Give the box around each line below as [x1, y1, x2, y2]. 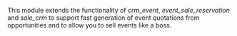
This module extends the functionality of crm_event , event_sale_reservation [7, 6, 231, 14]
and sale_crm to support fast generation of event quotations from [7, 13, 200, 22]
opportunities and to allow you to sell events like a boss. [7, 21, 172, 29]
